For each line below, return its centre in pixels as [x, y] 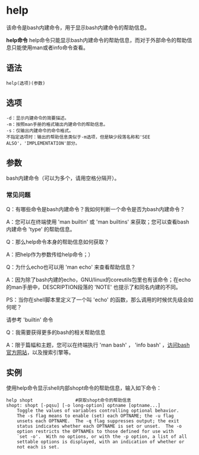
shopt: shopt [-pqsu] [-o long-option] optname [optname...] [83, 406]
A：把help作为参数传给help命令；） [50, 254]
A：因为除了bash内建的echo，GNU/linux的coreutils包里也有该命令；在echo [99, 279]
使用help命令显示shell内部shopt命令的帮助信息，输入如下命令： [84, 388]
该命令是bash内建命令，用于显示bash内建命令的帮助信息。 [78, 27]
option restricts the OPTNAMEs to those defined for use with [95, 432]
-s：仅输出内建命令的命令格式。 [40, 131]
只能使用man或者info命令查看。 [50, 47]
